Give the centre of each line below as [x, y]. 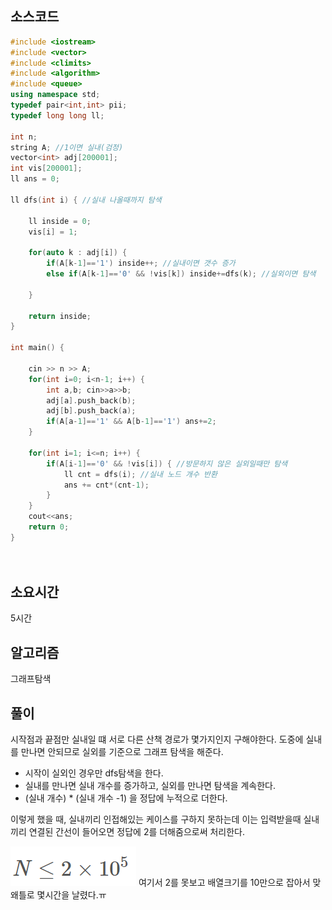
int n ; [24, 137]
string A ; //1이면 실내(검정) [67, 147]
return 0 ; [49, 527]
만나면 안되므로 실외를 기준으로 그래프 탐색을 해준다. [122, 751]
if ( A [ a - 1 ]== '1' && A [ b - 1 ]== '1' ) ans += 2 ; [131, 422]
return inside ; [60, 316]
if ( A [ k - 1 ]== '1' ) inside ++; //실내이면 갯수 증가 [141, 263]
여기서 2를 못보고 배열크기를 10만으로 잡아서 [224, 882]
